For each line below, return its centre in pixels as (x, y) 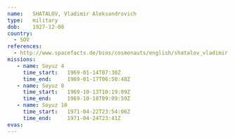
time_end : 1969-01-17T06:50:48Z (77, 79)
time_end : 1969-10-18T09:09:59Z (77, 99)
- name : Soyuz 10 (42, 105)
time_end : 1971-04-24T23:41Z (72, 118)
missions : (22, 60)
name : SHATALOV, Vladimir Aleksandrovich (72, 14)
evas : (15, 125)
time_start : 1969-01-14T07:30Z (72, 72)
